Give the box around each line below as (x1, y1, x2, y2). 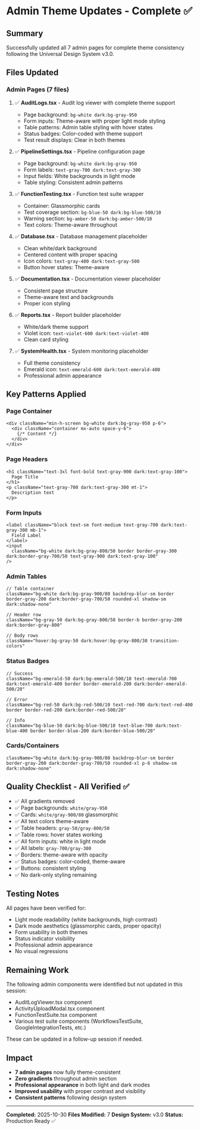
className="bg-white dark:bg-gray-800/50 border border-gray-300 (11, 548, 177, 554)
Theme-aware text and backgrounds (23, 293, 114, 300)
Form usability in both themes (14, 929, 88, 936)
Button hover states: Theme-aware (23, 263, 110, 270)
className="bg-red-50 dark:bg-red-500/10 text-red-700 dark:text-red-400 (6, 702, 193, 708)
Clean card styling (23, 335, 68, 343)
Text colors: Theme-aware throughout (23, 221, 117, 228)
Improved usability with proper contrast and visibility (14, 1088, 146, 1095)
